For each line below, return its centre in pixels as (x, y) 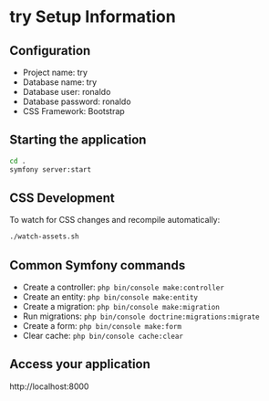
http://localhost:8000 (49, 386)
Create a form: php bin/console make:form (102, 326)
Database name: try (60, 82)
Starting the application (78, 140)
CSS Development (62, 198)
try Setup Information (93, 17)
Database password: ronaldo (77, 101)
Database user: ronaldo (67, 92)
